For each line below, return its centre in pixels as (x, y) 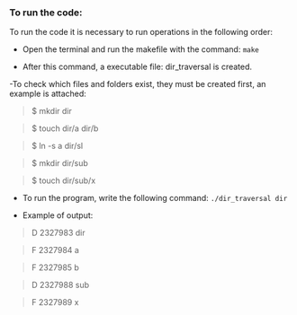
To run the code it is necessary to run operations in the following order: (141, 32)
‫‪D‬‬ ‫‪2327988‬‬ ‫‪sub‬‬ (60, 285)
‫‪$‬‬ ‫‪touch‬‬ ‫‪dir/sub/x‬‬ (63, 180)
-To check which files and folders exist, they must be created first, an (138, 84)
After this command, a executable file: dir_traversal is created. (137, 67)
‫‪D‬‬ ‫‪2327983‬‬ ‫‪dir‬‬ (58, 233)
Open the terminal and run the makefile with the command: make (140, 49)
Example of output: (58, 215)
